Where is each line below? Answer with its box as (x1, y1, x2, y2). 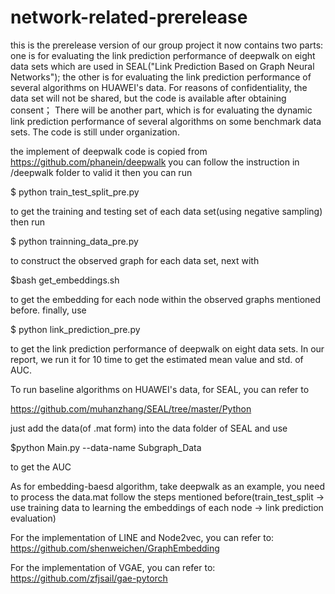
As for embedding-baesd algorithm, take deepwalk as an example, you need (10, 480, 325, 492)
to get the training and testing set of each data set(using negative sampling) (10, 205, 323, 217)
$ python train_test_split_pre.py (10, 186, 140, 198)
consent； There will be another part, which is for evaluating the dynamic (10, 104, 313, 116)
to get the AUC (10, 461, 72, 473)
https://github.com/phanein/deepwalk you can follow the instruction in (10, 156, 300, 168)
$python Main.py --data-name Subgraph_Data (10, 441, 202, 453)
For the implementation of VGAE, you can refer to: (10, 561, 216, 573)
